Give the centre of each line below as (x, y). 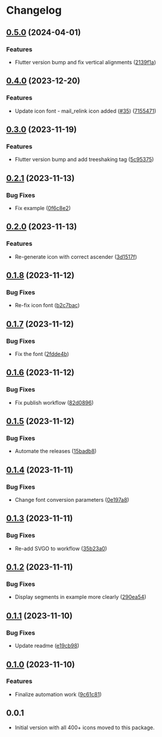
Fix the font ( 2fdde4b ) (42, 354)
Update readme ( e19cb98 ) (47, 646)
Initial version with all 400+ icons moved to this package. (85, 727)
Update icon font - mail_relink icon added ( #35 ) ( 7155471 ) (85, 111)
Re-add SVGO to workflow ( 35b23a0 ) (61, 548)
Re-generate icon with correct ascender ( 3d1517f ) (76, 257)
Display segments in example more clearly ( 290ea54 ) (80, 597)
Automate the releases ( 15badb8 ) (56, 451)
